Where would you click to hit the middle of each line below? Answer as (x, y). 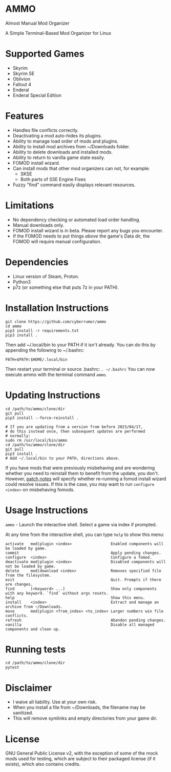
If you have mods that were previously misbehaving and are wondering (80, 468)
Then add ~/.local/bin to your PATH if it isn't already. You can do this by (81, 345)
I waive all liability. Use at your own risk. (55, 702)
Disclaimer (29, 688)
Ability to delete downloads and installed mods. (62, 152)
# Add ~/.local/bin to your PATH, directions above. (63, 458)
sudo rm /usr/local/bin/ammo (36, 440)
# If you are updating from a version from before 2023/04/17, (74, 427)
